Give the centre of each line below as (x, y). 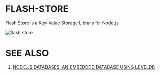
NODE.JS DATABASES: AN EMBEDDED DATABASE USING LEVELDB (84, 67)
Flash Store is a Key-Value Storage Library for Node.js (62, 23)
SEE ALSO (27, 53)
